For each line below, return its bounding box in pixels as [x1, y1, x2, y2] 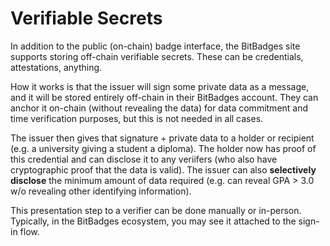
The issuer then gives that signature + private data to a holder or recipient [10, 132, 315, 144]
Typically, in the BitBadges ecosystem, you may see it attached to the [10, 215, 297, 227]
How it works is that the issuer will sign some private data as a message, [10, 80, 310, 92]
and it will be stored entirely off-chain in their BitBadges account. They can [10, 91, 319, 103]
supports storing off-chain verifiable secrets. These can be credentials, [10, 50, 304, 62]
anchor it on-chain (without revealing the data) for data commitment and [10, 102, 309, 114]
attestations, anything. [10, 61, 103, 73]
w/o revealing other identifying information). [10, 185, 192, 197]
